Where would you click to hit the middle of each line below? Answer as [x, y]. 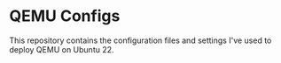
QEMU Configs [65, 16]
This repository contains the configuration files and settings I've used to [140, 40]
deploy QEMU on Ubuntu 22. [62, 49]
